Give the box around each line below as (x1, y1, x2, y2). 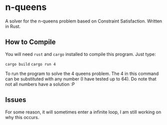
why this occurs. (5, 114, 39, 120)
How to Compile (5, 38, 56, 46)
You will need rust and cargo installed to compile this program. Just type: (5, 51, 156, 57)
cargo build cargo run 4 (5, 61, 56, 66)
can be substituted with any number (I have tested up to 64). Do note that (5, 75, 156, 81)
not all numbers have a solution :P (5, 81, 75, 87)
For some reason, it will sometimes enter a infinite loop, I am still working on (5, 109, 161, 115)
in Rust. (5, 23, 21, 29)
